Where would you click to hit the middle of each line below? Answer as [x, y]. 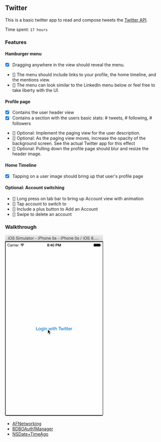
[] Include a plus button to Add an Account [55, 209]
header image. [27, 154]
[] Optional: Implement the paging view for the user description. [76, 133]
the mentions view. [31, 80]
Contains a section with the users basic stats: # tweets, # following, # [82, 118]
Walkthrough [21, 227]
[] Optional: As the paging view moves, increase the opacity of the [79, 138]
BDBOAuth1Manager [33, 429]
